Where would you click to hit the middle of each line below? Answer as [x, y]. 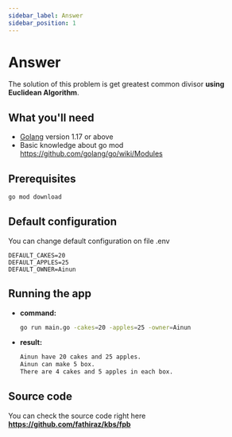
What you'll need [51, 117]
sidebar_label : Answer [46, 15]
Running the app [50, 294]
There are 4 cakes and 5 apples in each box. [96, 372]
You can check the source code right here [77, 416]
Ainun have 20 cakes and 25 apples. [80, 357]
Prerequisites [42, 178]
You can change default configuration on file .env [89, 241]
